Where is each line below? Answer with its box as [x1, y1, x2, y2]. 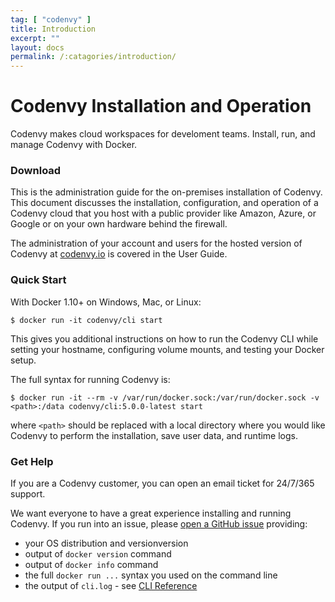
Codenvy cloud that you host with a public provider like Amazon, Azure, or [10, 207, 317, 220]
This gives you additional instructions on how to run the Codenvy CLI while [10, 332, 319, 345]
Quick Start [10, 273, 67, 287]
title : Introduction [10, 24, 97, 34]
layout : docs [10, 42, 65, 53]
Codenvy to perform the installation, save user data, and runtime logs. [10, 429, 299, 441]
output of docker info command [24, 558, 159, 570]
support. [10, 487, 46, 500]
